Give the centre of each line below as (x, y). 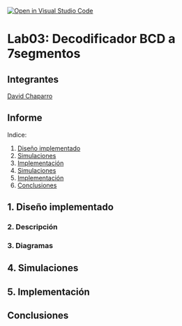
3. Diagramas (30, 246)
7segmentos (44, 54)
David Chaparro (30, 96)
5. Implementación (49, 292)
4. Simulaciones (43, 268)
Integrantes (33, 79)
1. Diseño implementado (60, 207)
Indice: (17, 134)
